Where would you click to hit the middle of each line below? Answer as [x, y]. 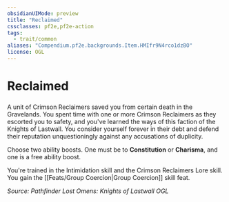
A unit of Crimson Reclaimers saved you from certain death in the [100, 107]
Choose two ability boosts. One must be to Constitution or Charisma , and [113, 150]
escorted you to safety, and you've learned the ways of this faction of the [111, 121]
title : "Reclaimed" [35, 20]
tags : [15, 33]
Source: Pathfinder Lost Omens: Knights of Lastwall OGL [88, 191]
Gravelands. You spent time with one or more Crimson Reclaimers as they [112, 114]
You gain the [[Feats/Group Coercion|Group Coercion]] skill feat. [99, 177]
